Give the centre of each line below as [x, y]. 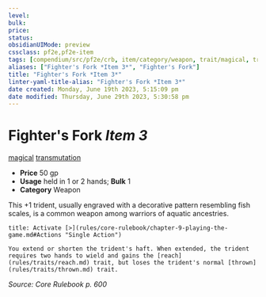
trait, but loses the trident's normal [159, 263]
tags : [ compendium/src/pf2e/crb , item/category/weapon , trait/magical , [129, 60]
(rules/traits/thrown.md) [51, 270]
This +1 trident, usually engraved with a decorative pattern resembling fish [129, 205]
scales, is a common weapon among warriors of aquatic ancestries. [119, 214]
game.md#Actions [35, 235]
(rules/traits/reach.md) [49, 263]
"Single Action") [93, 235]
